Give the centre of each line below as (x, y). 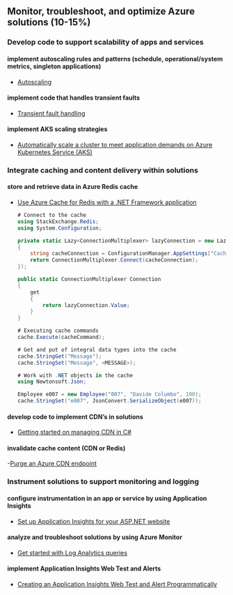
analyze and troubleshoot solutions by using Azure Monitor (95, 537)
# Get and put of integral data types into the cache (97, 349)
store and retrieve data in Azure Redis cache (73, 187)
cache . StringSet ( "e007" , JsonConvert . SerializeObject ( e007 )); (109, 401)
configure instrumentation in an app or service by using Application (107, 498)
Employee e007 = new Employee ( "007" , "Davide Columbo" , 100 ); (109, 394)
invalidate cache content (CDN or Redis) (66, 448)
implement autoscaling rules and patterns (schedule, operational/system (115, 59)
